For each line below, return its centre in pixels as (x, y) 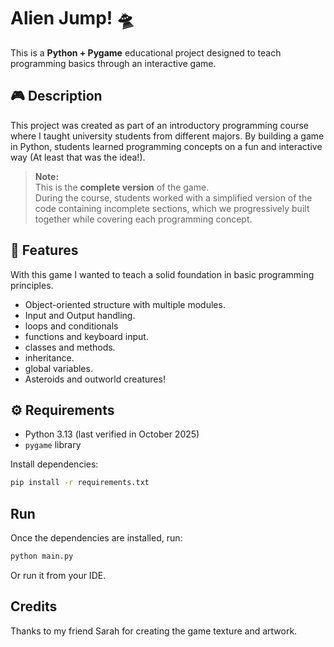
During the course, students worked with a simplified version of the (173, 197)
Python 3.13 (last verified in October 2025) (112, 434)
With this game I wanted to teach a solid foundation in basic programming (162, 274)
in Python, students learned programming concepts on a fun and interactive (166, 146)
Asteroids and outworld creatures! (95, 379)
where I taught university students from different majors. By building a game (167, 136)
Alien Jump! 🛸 (72, 18)
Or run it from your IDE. (58, 575)
